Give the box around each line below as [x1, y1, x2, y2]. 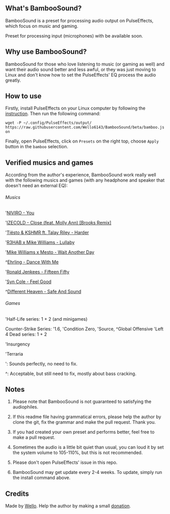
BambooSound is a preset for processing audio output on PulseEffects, [5, 17, 154, 23]
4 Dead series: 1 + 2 [5, 331, 47, 337]
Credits [5, 489, 29, 498]
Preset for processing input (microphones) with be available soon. [5, 32, 143, 39]
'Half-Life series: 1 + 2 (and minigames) [5, 316, 88, 322]
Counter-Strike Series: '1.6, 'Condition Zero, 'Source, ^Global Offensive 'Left [5, 326, 164, 332]
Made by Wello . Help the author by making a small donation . [5, 503, 131, 509]
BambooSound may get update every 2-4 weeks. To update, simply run [12, 469, 162, 475]
